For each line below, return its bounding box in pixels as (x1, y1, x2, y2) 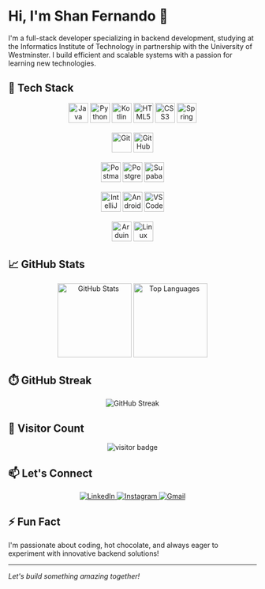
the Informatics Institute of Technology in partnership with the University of (8, 41, 252, 51)
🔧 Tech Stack (8, 81, 74, 95)
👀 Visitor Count (8, 421, 84, 435)
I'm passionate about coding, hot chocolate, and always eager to (8, 540, 219, 549)
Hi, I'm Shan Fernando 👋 (8, 7, 169, 25)
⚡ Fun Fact (8, 515, 61, 529)
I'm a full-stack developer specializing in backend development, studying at (8, 33, 254, 43)
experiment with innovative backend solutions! (8, 549, 159, 558)
